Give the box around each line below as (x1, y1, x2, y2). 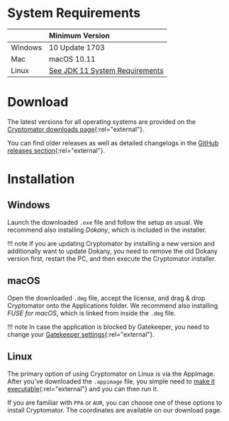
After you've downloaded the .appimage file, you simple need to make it (7, 377, 216, 386)
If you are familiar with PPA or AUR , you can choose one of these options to (7, 398, 223, 407)
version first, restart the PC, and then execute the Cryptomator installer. (7, 254, 216, 263)
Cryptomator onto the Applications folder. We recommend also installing (7, 301, 218, 310)
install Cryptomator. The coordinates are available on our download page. (7, 405, 222, 414)
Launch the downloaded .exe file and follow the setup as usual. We (7, 218, 203, 226)
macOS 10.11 (48, 54, 96, 64)
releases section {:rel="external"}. (7, 146, 105, 155)
